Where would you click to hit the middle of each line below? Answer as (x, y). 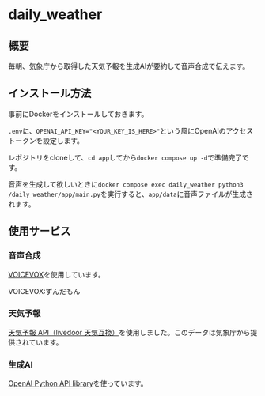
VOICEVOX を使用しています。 (57, 274)
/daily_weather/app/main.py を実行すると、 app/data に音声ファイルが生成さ (131, 194)
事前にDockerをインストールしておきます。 (78, 114)
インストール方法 (50, 94)
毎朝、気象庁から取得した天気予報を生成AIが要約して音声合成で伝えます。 (129, 66)
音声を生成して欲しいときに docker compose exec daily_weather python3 (126, 184)
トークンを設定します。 (46, 141)
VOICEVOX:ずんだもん (44, 291)
